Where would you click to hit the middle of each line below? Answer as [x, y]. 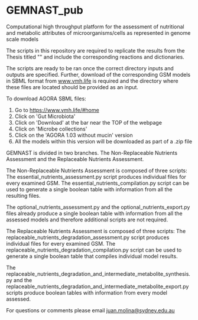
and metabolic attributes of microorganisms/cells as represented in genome [98, 32]
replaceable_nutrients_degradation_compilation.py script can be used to [94, 250]
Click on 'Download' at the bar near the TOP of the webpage [88, 122]
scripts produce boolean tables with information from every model [87, 292]
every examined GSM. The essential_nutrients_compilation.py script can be [98, 183]
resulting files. [23, 195]
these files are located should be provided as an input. [72, 87]
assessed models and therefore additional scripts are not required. [87, 220]
